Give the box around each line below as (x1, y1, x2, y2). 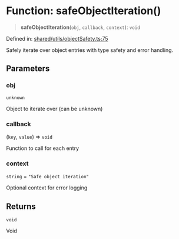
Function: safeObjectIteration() (6, 4, 161, 18)
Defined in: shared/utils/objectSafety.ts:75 (6, 35, 108, 42)
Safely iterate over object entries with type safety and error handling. (6, 46, 174, 54)
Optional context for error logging (6, 184, 88, 191)
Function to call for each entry (6, 145, 79, 152)
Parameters (6, 64, 50, 74)
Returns (6, 201, 37, 211)
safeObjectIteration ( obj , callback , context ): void (20, 24, 140, 31)
